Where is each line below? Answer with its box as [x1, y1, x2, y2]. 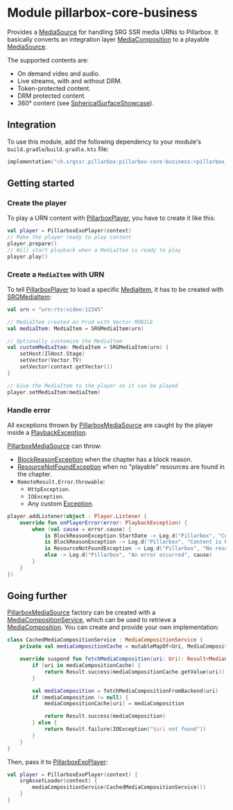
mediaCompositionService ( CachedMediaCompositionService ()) [32, 784, 207, 791]
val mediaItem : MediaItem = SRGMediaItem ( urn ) [7, 325, 144, 332]
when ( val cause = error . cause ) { [32, 526, 132, 533]
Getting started [7, 178, 75, 189]
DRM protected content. [17, 92, 87, 100]
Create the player [7, 198, 67, 207]
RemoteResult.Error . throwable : [17, 477, 105, 485]
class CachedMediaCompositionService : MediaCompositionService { [7, 637, 203, 644]
